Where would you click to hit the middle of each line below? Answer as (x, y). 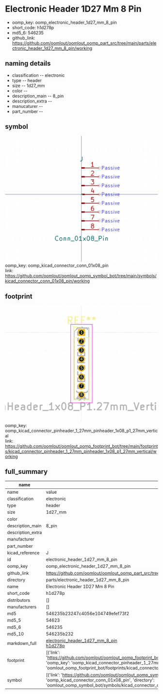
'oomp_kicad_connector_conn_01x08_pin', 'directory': (100, 680)
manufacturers (22, 607)
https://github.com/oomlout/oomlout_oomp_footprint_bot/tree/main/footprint (81, 446)
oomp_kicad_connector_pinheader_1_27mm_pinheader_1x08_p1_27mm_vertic (81, 431)
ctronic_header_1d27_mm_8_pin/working (52, 48)
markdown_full (22, 643)
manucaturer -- (27, 106)
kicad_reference (23, 553)
